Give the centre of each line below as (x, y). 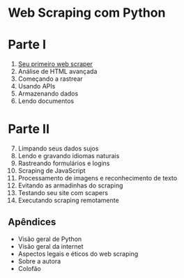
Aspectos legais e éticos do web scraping (78, 254)
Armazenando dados (48, 94)
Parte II (29, 129)
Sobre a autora (39, 261)
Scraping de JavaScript (52, 171)
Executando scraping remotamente (68, 201)
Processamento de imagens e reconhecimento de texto (97, 178)
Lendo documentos (46, 101)
